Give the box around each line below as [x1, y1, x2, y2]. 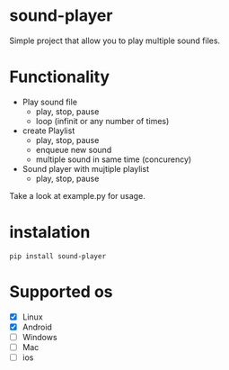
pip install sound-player [9, 251, 106, 261]
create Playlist [22, 125, 75, 136]
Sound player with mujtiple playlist [22, 163, 150, 174]
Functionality [9, 67, 110, 87]
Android [22, 321, 52, 332]
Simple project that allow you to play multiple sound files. [9, 35, 221, 46]
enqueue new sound [35, 144, 112, 155]
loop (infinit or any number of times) [35, 115, 170, 126]
